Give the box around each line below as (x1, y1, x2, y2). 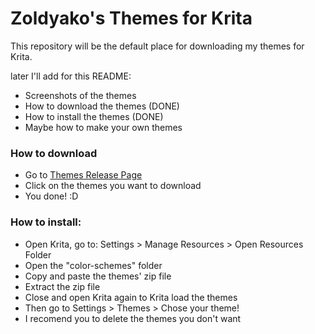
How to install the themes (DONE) (24, 110, 164, 122)
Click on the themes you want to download (24, 180, 202, 192)
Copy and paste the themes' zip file (24, 270, 172, 282)
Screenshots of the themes (24, 89, 137, 101)
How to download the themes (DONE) (24, 100, 180, 112)
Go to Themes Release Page (24, 169, 143, 181)
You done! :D (24, 190, 79, 202)
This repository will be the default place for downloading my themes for (10, 40, 305, 52)
